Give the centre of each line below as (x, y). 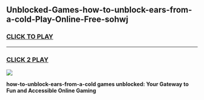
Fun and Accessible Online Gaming (51, 90)
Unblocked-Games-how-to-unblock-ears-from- (99, 10)
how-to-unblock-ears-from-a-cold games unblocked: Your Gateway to (98, 84)
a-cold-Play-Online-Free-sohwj (67, 20)
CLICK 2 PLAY (27, 59)
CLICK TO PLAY (30, 37)
